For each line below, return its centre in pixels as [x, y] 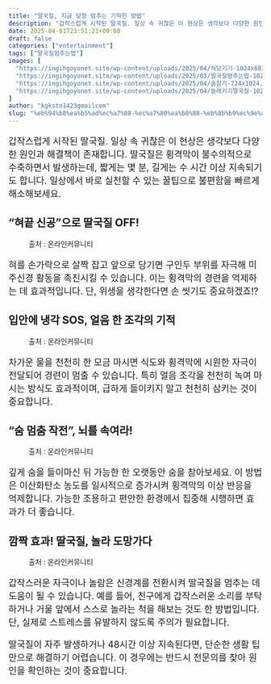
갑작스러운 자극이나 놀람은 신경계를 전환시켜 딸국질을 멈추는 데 [134, 583]
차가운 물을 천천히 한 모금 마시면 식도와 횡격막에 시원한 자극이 [133, 362]
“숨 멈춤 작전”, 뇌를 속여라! [71, 431]
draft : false [30, 38]
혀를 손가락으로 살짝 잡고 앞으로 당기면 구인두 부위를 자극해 [127, 265]
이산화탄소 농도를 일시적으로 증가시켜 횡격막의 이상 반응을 [135, 486]
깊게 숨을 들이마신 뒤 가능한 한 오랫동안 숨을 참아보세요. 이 [126, 473]
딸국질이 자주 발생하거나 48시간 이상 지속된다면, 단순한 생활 [129, 645]
